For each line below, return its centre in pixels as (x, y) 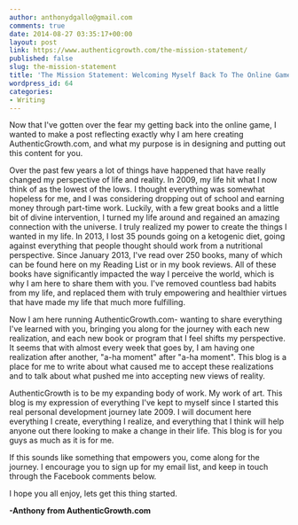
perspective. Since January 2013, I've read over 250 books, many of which (146, 255)
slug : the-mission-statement (63, 67)
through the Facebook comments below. (83, 476)
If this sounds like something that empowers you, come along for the (134, 458)
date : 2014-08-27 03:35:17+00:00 (71, 34)
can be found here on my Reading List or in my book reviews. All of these (143, 265)
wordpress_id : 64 (41, 83)
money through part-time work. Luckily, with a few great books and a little (144, 208)
